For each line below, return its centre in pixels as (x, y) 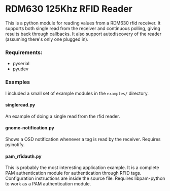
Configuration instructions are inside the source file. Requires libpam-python (85, 178)
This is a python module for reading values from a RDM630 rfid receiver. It (83, 23)
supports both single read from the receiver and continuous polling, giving (83, 28)
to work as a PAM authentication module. (48, 184)
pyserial (21, 64)
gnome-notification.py (30, 128)
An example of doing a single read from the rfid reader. (63, 116)
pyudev (21, 69)
